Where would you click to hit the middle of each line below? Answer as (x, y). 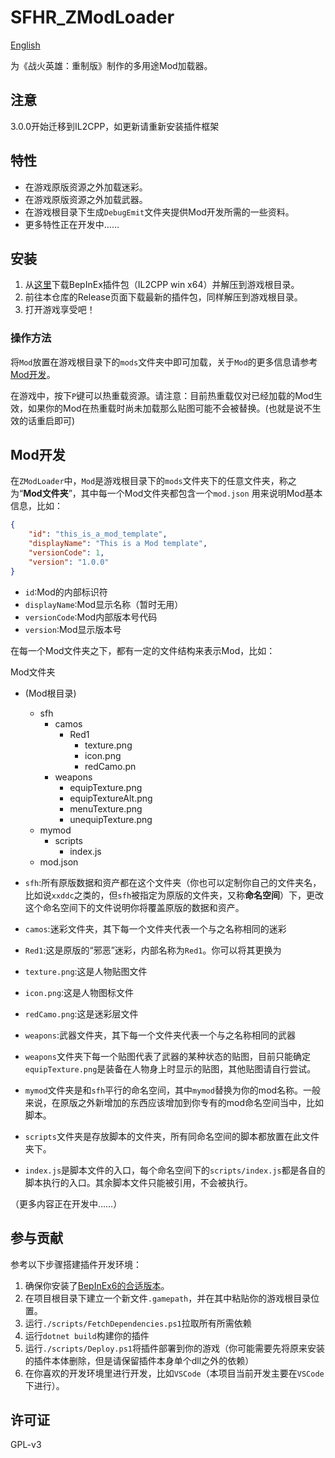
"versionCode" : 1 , (66, 553)
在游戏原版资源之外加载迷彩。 (86, 187)
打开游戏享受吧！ (60, 310)
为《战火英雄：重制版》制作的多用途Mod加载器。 (111, 65)
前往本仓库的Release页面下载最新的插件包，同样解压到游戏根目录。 (163, 297)
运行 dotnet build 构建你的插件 (87, 1335)
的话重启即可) (47, 420)
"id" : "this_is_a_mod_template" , (98, 534)
